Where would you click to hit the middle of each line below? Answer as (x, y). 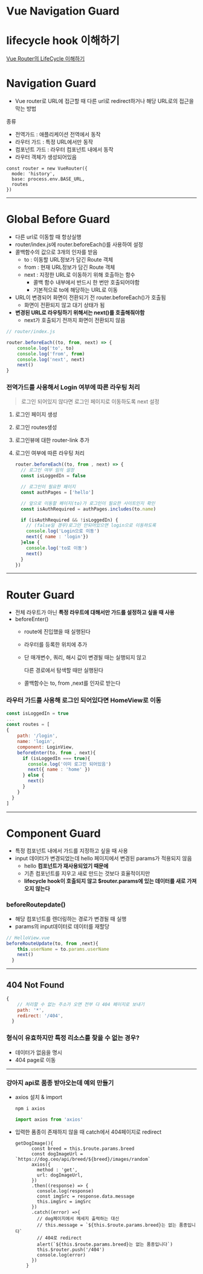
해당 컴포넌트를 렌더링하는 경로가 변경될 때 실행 (71, 919)
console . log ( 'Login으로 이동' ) (63, 531)
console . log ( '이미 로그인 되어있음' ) (70, 764)
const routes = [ (28, 725)
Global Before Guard (58, 219)
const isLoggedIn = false (53, 476)
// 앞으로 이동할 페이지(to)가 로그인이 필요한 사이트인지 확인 (88, 503)
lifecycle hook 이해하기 (63, 41)
